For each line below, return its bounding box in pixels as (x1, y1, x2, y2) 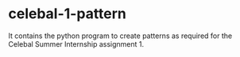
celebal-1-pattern (8, 5, 127, 23)
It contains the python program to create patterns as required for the (8, 31, 233, 40)
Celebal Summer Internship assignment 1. (8, 39, 145, 48)
